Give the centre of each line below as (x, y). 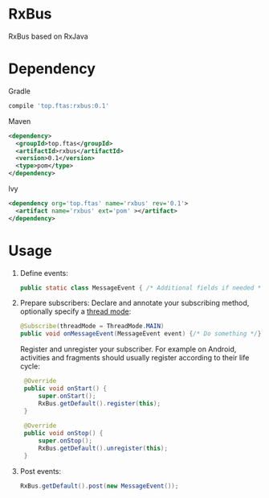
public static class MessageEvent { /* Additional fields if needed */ (142, 288)
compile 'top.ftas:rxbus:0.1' (59, 105)
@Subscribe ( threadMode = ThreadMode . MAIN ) (92, 327)
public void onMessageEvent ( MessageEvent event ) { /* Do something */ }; (142, 334)
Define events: (44, 273)
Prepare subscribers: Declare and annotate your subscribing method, (134, 303)
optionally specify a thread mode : (75, 311)
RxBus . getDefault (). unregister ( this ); (103, 449)
